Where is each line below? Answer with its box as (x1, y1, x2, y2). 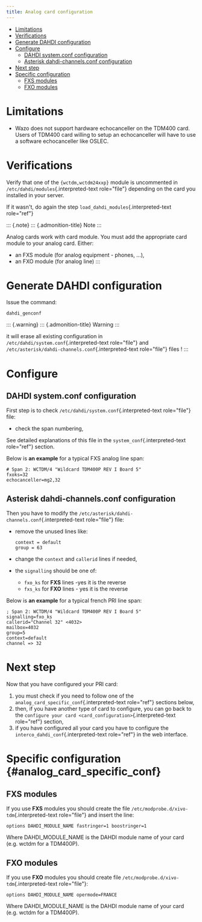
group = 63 (14, 545, 43, 551)
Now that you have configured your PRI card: (6, 681, 118, 688)
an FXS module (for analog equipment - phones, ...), (14, 251, 145, 258)
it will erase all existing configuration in (6, 333, 103, 340)
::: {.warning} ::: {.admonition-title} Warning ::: (6, 321, 119, 329)
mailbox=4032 (6, 624, 39, 631)
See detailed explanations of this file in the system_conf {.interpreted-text (6, 437, 186, 444)
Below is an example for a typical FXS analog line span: (6, 455, 145, 462)
